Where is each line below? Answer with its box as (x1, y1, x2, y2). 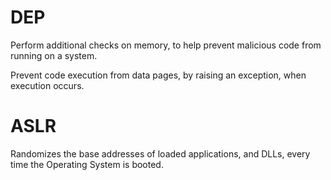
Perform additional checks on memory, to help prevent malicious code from (10, 39, 322, 51)
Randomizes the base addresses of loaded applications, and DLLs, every (10, 147, 311, 160)
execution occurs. (10, 79, 85, 91)
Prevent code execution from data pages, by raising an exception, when (10, 69, 307, 81)
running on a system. (10, 49, 98, 61)
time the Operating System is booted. (10, 158, 164, 170)
